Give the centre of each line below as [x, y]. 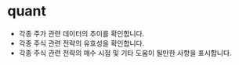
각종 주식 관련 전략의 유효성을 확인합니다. [81, 43]
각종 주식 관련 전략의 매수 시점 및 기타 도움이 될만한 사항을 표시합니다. [125, 53]
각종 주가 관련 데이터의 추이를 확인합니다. [81, 33]
